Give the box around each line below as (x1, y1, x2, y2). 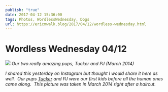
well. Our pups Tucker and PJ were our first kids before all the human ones (5, 76, 163, 82)
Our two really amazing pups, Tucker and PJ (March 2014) (11, 61, 135, 67)
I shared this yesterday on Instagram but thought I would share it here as (5, 70, 158, 76)
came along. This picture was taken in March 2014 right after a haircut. (5, 81, 156, 87)
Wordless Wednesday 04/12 (5, 43, 127, 55)
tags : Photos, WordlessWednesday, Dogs (5, 17, 90, 22)
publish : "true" (5, 7, 40, 13)
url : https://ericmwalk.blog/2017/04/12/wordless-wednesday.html (5, 21, 146, 27)
